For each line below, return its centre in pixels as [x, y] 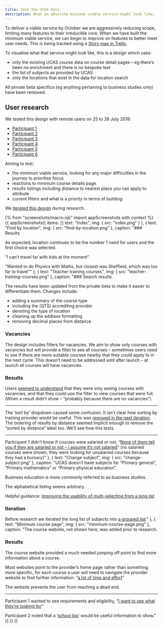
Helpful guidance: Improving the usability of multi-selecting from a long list [80, 496]
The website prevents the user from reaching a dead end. [63, 587]
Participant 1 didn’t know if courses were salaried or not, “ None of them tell [80, 442]
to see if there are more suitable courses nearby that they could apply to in [80, 355]
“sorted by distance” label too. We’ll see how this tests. [60, 428]
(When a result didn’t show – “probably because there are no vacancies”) [78, 398]
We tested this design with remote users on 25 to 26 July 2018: [68, 119]
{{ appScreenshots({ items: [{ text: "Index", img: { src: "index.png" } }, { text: [81, 223]
